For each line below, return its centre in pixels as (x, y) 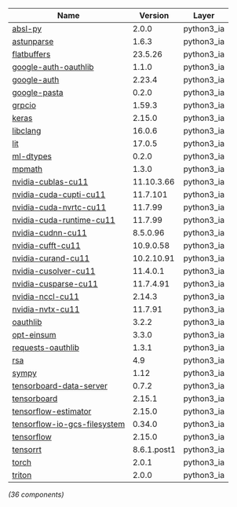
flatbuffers (31, 54)
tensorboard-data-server (60, 386)
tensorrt (27, 449)
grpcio (24, 105)
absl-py (27, 29)
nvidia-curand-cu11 (51, 258)
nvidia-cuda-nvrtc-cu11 (59, 207)
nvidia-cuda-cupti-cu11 (59, 194)
